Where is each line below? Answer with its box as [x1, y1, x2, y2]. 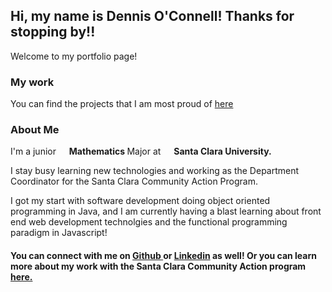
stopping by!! [10, 24, 96, 41]
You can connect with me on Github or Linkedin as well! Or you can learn [10, 250, 317, 261]
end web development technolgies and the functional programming [10, 216, 288, 228]
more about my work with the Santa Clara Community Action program [10, 260, 307, 272]
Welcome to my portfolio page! [10, 50, 138, 62]
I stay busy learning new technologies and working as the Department [10, 165, 300, 177]
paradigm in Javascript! [10, 227, 108, 239]
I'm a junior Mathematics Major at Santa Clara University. [10, 145, 272, 158]
